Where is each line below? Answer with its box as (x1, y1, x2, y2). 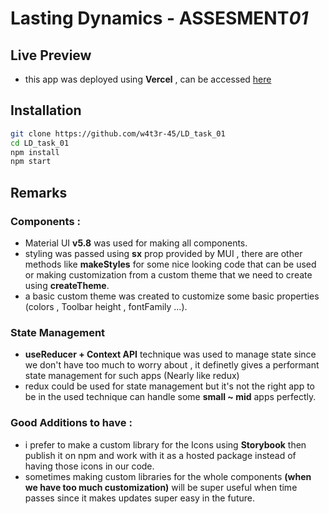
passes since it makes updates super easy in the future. (24, 492, 255, 504)
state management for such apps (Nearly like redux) (24, 370, 240, 382)
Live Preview (10, 47, 92, 64)
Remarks (10, 184, 68, 201)
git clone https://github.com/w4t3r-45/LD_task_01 (10, 128, 226, 139)
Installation (10, 102, 82, 119)
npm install (10, 147, 60, 157)
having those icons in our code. (24, 460, 155, 472)
